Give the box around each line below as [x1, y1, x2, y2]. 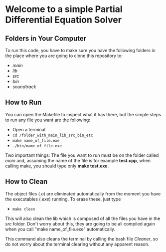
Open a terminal [12, 126, 46, 132]
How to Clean [5, 177, 48, 186]
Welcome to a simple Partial [5, 4, 123, 15]
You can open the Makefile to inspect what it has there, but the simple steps [5, 111, 161, 117]
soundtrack [12, 84, 36, 90]
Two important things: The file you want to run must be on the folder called [5, 152, 159, 158]
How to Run [5, 98, 42, 107]
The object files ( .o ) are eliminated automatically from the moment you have [5, 190, 161, 196]
